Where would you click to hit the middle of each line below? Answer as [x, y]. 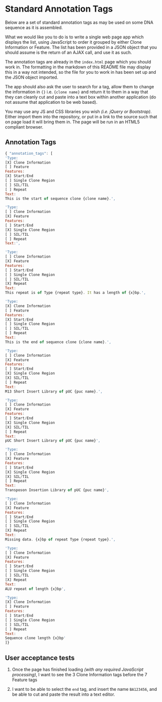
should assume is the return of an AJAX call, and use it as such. [68, 52]
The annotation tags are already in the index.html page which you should [78, 62]
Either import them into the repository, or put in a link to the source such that [81, 116]
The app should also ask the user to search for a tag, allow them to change [80, 86]
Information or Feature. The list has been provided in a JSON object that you [81, 47]
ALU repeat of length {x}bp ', [36, 589]
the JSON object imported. [32, 77]
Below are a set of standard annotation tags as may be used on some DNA [79, 22]
